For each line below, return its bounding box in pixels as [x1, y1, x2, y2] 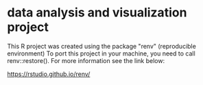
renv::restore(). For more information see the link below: [7, 56, 165, 64]
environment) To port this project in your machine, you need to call [7, 49, 195, 58]
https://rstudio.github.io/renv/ [7, 70, 91, 78]
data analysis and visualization [7, 5, 187, 21]
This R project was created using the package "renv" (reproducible [7, 42, 197, 50]
